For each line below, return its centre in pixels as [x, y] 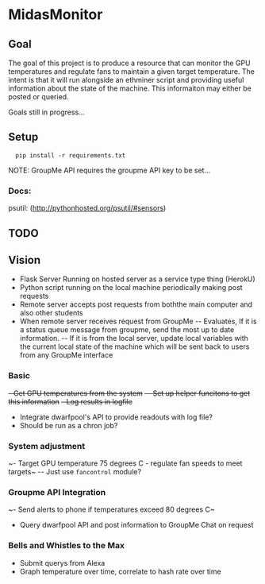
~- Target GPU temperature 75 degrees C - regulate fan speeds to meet [125, 463]
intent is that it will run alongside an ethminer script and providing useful [126, 80]
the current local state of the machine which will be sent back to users [134, 346]
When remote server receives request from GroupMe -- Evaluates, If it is [138, 321]
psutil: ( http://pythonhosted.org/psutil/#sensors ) [87, 208]
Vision [25, 260]
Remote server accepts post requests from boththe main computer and [136, 304]
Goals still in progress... [46, 112]
